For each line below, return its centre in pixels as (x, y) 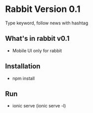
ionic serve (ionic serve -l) (39, 106)
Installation (23, 66)
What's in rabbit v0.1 (37, 39)
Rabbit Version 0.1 (43, 9)
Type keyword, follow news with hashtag (47, 23)
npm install (23, 78)
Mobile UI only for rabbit (37, 50)
